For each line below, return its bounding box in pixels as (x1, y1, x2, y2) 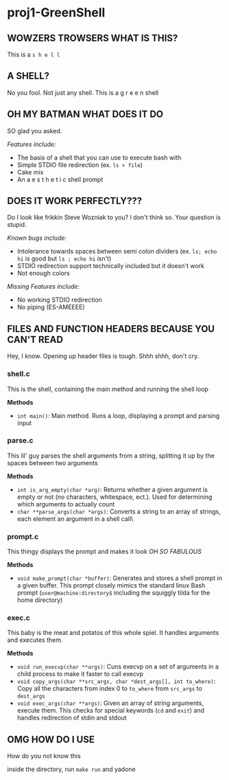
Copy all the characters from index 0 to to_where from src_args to (16, 684, 202, 693)
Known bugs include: (7, 234, 67, 242)
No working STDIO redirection (16, 296, 103, 304)
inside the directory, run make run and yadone (7, 765, 136, 774)
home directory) (16, 596, 63, 604)
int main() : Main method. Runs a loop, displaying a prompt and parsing (16, 411, 220, 420)
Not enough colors (16, 269, 71, 278)
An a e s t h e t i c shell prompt (16, 175, 104, 183)
